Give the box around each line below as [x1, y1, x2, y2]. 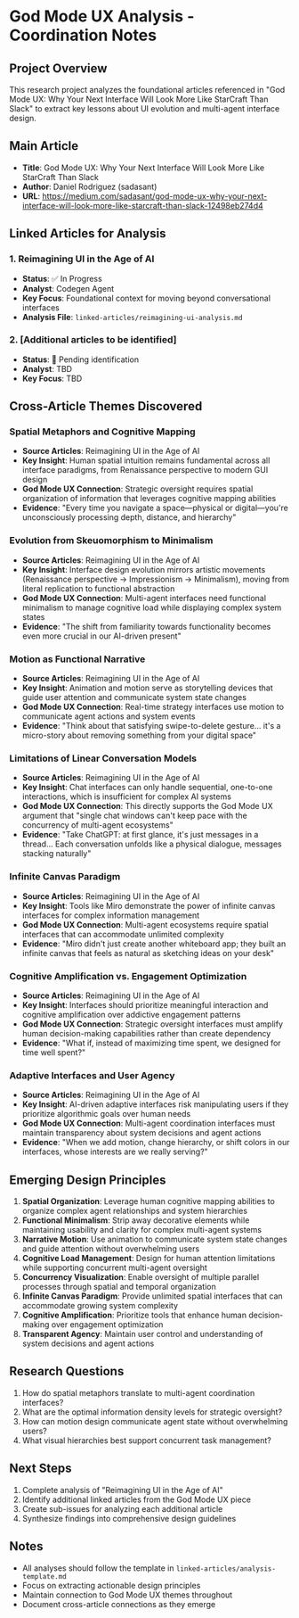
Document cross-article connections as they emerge [21, 1598, 216, 1609]
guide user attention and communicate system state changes [21, 692, 247, 703]
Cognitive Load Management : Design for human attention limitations [21, 1253, 276, 1264]
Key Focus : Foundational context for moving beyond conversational [21, 293, 271, 303]
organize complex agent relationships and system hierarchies [21, 1206, 247, 1217]
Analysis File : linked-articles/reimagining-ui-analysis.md [21, 311, 243, 322]
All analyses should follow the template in [21, 1563, 174, 1573]
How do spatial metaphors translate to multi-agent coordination [21, 1387, 255, 1398]
